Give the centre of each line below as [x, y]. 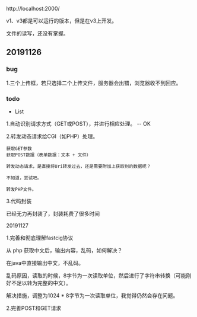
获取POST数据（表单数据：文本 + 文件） [49, 155]
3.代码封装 [19, 201]
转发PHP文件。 [21, 189]
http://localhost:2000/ [33, 9]
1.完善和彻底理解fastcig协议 [40, 238]
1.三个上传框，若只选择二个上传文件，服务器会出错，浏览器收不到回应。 [94, 83]
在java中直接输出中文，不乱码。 [45, 262]
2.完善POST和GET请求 [34, 308]
